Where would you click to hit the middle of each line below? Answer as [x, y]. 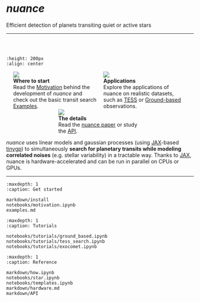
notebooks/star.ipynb [33, 278]
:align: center [25, 64]
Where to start [31, 81]
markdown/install [28, 200]
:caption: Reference [32, 262]
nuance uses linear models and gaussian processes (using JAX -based [93, 142]
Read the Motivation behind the [51, 87]
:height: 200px [25, 58]
